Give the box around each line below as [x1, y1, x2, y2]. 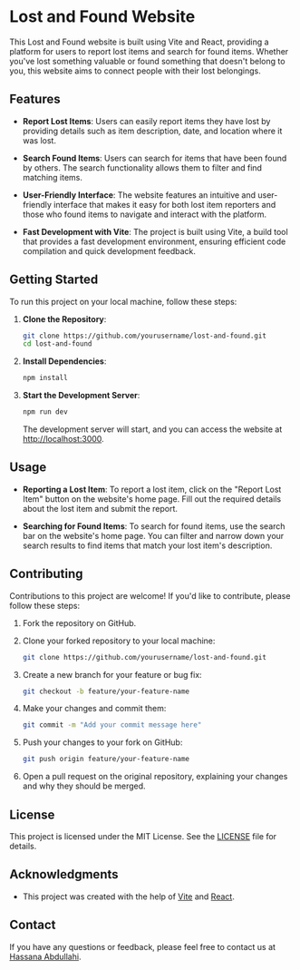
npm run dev [22, 407, 68, 416]
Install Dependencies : [22, 356, 107, 367]
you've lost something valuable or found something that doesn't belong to [9, 55, 285, 66]
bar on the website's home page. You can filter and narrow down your [22, 530, 285, 541]
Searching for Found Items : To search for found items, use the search [22, 520, 285, 532]
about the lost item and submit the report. [22, 503, 179, 514]
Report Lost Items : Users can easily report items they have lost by [22, 115, 271, 126]
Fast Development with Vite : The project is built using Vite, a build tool [22, 226, 288, 237]
